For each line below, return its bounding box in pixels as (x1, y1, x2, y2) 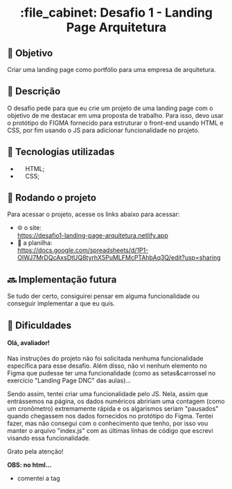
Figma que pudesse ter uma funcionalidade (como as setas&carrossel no (7, 368, 216, 377)
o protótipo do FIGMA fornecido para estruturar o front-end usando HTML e (7, 118, 224, 127)
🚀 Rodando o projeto (7, 192, 97, 204)
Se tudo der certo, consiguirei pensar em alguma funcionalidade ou (7, 292, 199, 301)
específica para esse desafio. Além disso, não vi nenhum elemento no (7, 362, 208, 370)
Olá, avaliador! (7, 339, 51, 347)
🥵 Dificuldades (7, 319, 71, 331)
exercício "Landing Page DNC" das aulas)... (7, 376, 132, 384)
